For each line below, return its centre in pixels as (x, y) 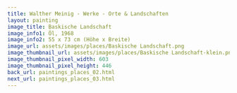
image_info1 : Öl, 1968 (41, 33)
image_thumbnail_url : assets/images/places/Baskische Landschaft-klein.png (121, 53)
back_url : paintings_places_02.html (61, 72)
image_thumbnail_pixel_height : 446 (60, 66)
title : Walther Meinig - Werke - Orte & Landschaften (88, 14)
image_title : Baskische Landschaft (60, 27)
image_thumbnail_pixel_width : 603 (58, 59)
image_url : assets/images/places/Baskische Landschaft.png (96, 46)
